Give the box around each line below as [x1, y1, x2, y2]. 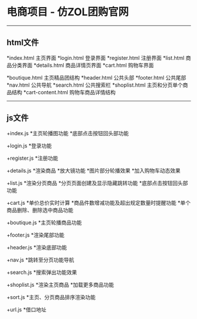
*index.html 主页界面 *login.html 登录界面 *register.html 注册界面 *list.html [6, 54, 185, 61]
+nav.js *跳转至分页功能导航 [6, 256, 75, 263]
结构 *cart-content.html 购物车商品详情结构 [11, 88, 116, 95]
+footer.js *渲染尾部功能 [6, 231, 65, 238]
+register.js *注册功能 [6, 155, 58, 162]
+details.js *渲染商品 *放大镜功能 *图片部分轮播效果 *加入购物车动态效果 [6, 167, 181, 174]
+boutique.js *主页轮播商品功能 [6, 219, 82, 226]
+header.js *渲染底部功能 [6, 243, 67, 251]
